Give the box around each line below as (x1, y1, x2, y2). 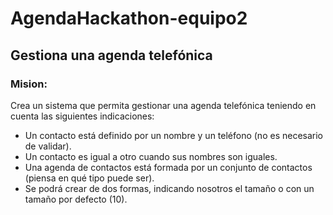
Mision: (10, 77, 48, 91)
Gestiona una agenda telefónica (10, 47, 213, 64)
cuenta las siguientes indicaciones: (10, 110, 155, 122)
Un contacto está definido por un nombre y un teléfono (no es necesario (24, 129, 324, 141)
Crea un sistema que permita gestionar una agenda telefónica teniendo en (10, 99, 317, 111)
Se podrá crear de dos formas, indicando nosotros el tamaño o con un (24, 182, 315, 194)
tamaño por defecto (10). (24, 193, 128, 205)
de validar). (24, 140, 72, 152)
